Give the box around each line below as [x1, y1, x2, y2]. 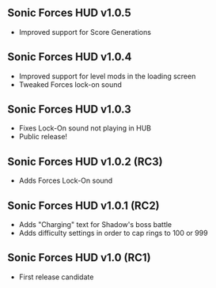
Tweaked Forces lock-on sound [18, 79, 122, 89]
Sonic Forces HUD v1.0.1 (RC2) [7, 199, 160, 212]
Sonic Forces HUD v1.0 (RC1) [7, 251, 151, 264]
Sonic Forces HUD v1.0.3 [7, 103, 131, 116]
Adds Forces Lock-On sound [18, 176, 113, 185]
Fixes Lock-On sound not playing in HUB [18, 123, 152, 133]
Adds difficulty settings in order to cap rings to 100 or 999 [18, 229, 208, 238]
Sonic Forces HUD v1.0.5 [7, 6, 131, 20]
